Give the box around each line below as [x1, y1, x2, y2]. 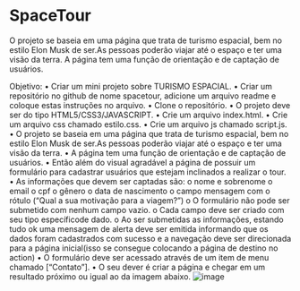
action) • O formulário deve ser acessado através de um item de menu [9, 252, 270, 262]
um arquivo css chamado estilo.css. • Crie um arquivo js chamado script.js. [9, 118, 288, 130]
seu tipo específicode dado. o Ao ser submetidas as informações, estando [9, 214, 284, 225]
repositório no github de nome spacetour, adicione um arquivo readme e [9, 90, 277, 101]
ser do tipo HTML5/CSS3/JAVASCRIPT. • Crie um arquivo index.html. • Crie [9, 109, 288, 120]
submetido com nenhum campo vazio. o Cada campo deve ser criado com [9, 204, 285, 215]
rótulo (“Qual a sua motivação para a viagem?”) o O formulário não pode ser [9, 194, 290, 206]
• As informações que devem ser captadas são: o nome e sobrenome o [9, 175, 273, 186]
